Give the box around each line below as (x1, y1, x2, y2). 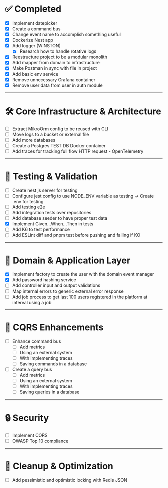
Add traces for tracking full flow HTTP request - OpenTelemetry (12, 148, 144, 154)
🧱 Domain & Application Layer (5, 255, 131, 266)
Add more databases (12, 137, 56, 143)
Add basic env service (12, 71, 59, 77)
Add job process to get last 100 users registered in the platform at (12, 294, 148, 300)
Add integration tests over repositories (12, 210, 92, 216)
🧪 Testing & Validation (5, 171, 98, 182)
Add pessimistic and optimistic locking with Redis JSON (12, 477, 127, 483)
